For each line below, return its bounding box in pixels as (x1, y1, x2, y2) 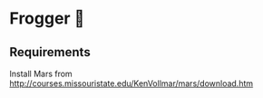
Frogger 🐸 (9, 8, 85, 29)
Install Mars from (9, 68, 73, 79)
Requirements (9, 44, 91, 60)
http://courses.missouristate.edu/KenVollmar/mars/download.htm (9, 78, 254, 89)
